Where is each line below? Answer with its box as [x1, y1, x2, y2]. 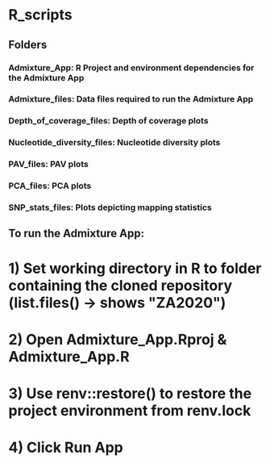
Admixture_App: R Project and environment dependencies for [8, 62, 255, 73]
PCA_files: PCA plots [8, 180, 92, 191]
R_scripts [8, 6, 73, 24]
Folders [8, 38, 48, 52]
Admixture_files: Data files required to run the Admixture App [8, 94, 254, 105]
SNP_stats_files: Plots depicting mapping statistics [8, 202, 212, 213]
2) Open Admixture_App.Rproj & [8, 330, 227, 349]
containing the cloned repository [8, 276, 233, 295]
